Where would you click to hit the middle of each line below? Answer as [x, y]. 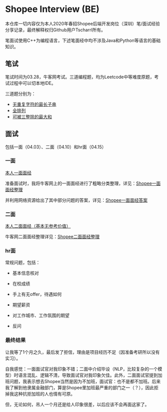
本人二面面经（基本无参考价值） [38, 226]
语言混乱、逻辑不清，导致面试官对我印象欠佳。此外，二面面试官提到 [88, 375]
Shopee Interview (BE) [52, 9]
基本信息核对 [25, 273]
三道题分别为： [20, 94]
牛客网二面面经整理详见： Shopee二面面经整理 [52, 237]
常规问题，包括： [23, 263]
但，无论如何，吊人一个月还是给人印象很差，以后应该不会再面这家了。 [77, 404]
